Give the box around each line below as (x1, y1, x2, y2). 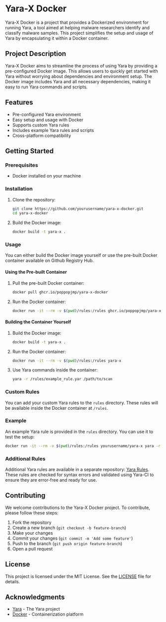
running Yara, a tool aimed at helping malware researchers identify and (5, 24, 150, 30)
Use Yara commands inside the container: (12, 367, 98, 373)
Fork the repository (12, 519, 52, 525)
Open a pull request (12, 546, 53, 552)
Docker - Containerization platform (12, 611, 84, 618)
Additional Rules (5, 455, 46, 462)
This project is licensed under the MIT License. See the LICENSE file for (5, 573, 152, 579)
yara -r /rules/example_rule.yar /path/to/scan (12, 376, 112, 382)
